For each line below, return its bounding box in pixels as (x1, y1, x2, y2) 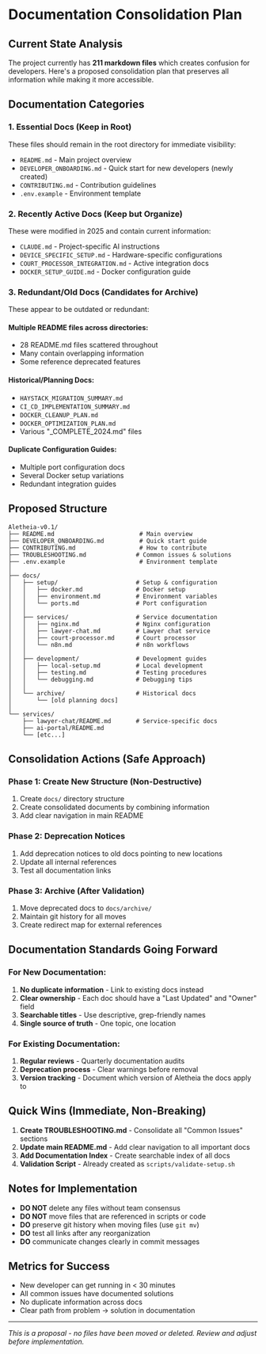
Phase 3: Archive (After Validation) (8, 885, 145, 896)
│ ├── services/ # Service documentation (8, 613, 218, 621)
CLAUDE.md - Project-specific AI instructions (19, 242, 160, 251)
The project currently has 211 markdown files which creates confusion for (8, 58, 250, 67)
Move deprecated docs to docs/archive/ (19, 903, 153, 912)
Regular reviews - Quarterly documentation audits (19, 1055, 185, 1066)
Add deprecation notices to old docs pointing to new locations (19, 849, 223, 858)
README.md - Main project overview (19, 154, 132, 164)
